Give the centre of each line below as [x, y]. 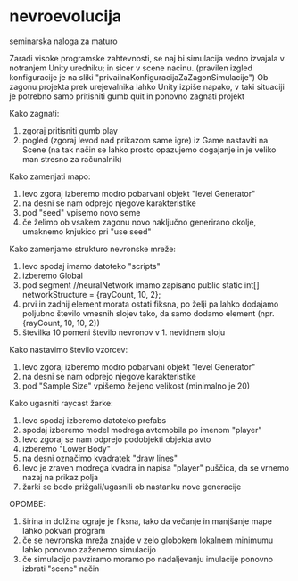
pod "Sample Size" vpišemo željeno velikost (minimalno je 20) [136, 386]
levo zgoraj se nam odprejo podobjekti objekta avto [116, 439]
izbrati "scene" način [61, 569]
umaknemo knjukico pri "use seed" [87, 231]
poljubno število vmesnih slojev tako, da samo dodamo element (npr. [148, 313]
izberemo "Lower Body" [66, 448]
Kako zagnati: [34, 113]
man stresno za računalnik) [72, 159]
